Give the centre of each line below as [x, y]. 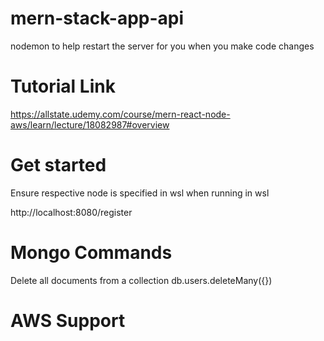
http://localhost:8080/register [71, 212]
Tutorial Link [63, 86]
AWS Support [68, 320]
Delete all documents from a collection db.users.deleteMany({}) [141, 280]
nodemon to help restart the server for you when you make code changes [162, 46]
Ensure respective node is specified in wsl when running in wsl [140, 193]
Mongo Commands [91, 253]
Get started [58, 165]
